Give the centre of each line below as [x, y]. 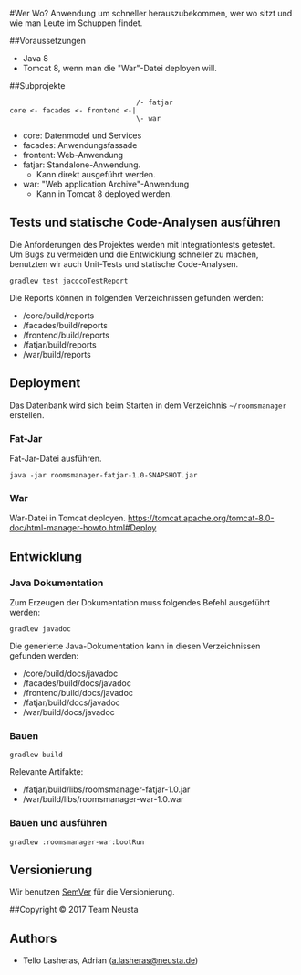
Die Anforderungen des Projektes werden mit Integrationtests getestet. [142, 244]
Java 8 [35, 58]
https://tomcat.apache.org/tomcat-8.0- [201, 518]
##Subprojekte [37, 86]
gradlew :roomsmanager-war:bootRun [77, 842]
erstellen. [27, 414]
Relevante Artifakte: [47, 772]
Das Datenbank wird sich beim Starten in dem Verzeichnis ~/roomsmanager [148, 405]
